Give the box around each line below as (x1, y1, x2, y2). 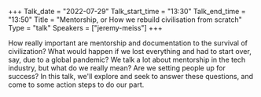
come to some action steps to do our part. (8, 80, 145, 89)
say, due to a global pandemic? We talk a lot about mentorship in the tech (8, 55, 246, 64)
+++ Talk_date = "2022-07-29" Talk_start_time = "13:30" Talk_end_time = (8, 7, 246, 16)
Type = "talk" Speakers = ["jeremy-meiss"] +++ (8, 23, 163, 32)
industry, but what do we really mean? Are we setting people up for (8, 63, 226, 73)
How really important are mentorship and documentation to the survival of (8, 38, 248, 48)
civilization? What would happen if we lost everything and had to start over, (8, 47, 252, 56)
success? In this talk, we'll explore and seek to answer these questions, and (8, 72, 254, 81)
